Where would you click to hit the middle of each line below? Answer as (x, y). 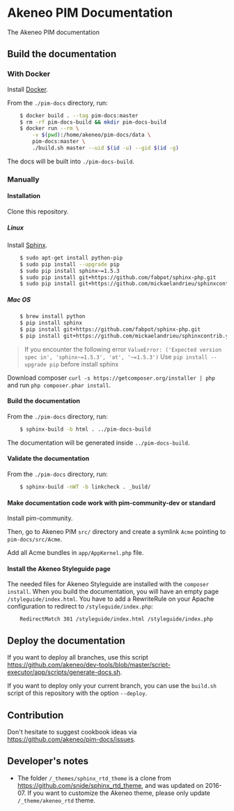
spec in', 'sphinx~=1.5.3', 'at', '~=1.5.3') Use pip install (116, 357)
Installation (24, 196)
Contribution (36, 715)
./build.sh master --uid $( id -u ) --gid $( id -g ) (106, 148)
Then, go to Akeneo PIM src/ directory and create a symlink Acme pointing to (117, 532)
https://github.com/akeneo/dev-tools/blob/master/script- (89, 665)
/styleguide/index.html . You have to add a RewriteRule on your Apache (111, 599)
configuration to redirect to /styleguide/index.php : (80, 607)
